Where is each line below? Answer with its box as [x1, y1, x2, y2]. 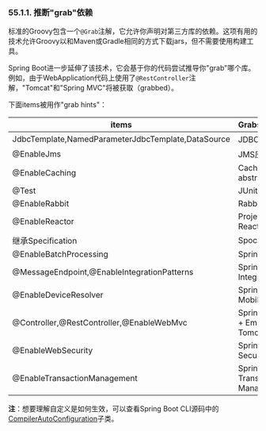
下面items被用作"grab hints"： [8, 100, 107, 110]
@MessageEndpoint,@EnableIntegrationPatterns [12, 267, 194, 278]
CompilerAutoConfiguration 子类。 [8, 414, 119, 424]
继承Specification [12, 236, 78, 247]
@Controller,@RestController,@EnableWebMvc [12, 317, 188, 329]
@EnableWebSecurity [12, 345, 93, 356]
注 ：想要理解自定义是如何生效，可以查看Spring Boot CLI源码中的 [8, 404, 219, 414]
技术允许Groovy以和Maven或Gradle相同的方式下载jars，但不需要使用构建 [8, 37, 247, 46]
